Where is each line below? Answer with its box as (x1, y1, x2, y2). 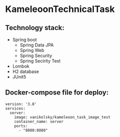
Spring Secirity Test (19, 58, 61, 63)
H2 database (12, 68, 39, 74)
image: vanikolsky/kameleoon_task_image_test (14, 114, 111, 119)
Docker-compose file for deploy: (5, 88, 109, 97)
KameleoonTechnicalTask (5, 3, 115, 15)
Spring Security (19, 52, 52, 58)
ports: (14, 123, 28, 128)
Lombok (12, 63, 30, 69)
